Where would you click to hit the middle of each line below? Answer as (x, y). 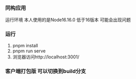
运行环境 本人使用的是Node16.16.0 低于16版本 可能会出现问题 (68, 20)
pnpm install (25, 45)
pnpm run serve (29, 51)
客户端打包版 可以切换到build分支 (46, 71)
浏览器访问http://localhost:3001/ (46, 57)
